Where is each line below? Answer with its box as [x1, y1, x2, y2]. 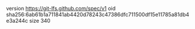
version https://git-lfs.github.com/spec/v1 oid [6, 5, 116, 12]
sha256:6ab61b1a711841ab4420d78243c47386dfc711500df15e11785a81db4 [6, 11, 190, 18]
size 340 [29, 17, 51, 24]
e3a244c [6, 17, 28, 24]
